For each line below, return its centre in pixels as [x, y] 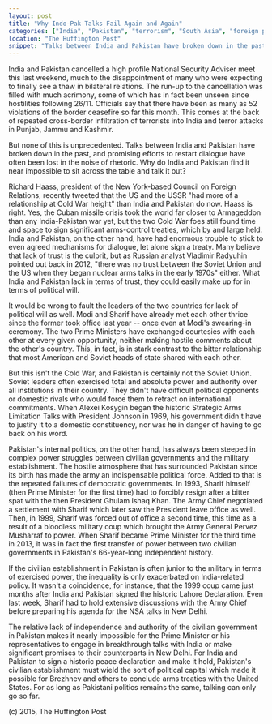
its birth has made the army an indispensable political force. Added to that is [135, 475]
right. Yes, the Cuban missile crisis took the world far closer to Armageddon [135, 212]
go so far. [24, 696]
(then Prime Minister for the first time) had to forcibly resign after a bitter [129, 492]
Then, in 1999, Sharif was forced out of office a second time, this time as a [132, 518]
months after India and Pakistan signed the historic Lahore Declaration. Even [136, 594]
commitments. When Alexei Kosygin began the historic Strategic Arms [125, 408]
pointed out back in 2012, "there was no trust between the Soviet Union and [135, 264]
